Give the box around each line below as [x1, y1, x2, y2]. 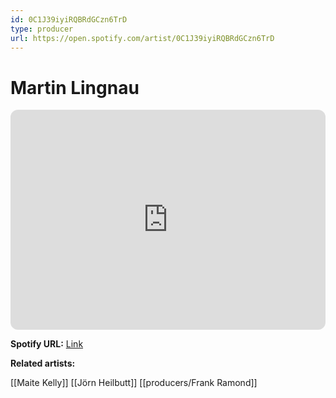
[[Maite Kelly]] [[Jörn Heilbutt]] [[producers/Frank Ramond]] [10, 377, 258, 389]
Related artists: [10, 357, 76, 370]
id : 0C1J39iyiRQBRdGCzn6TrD [10, 14, 128, 25]
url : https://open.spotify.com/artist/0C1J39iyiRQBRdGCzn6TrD [10, 33, 275, 43]
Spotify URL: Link [10, 338, 84, 350]
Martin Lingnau [10, 76, 140, 99]
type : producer [10, 24, 74, 34]
